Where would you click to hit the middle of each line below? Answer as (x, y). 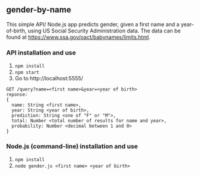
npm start (27, 73)
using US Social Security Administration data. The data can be (104, 31)
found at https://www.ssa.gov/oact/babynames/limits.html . (78, 37)
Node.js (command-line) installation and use (72, 146)
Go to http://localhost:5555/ (49, 79)
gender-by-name (39, 10)
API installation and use (41, 52)
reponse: (17, 95)
